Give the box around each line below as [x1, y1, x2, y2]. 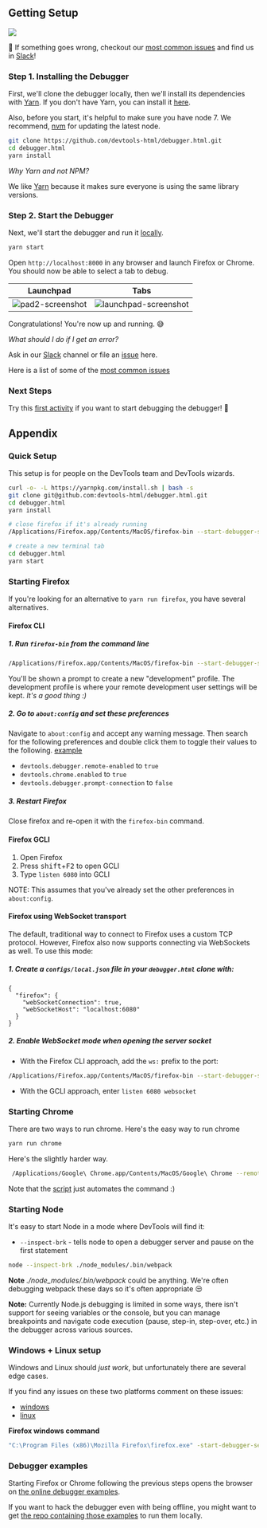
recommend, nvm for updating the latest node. [8, 121, 161, 131]
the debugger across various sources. [8, 1325, 133, 1334]
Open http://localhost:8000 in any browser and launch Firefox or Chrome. [8, 257, 255, 267]
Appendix [8, 426, 58, 440]
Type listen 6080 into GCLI [19, 869, 110, 879]
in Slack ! [8, 51, 37, 61]
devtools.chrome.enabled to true [19, 769, 127, 780]
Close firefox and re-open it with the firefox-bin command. [8, 816, 205, 826]
